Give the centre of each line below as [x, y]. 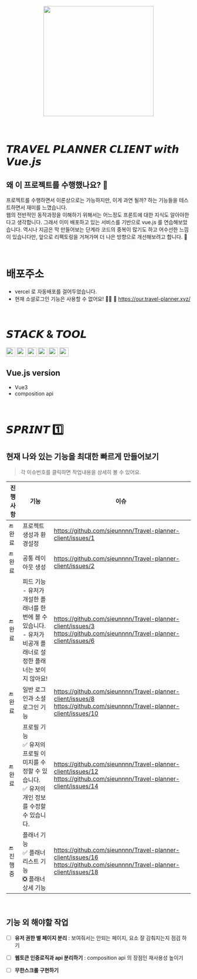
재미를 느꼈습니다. [47, 207]
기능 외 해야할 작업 [37, 923]
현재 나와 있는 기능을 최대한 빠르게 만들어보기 [83, 457]
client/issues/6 [74, 641]
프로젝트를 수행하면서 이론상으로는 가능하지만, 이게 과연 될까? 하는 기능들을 [92, 200]
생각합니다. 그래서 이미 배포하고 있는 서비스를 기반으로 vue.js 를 [90, 222]
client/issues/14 [76, 786]
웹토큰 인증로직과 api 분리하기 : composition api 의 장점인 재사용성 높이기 [99, 957]
